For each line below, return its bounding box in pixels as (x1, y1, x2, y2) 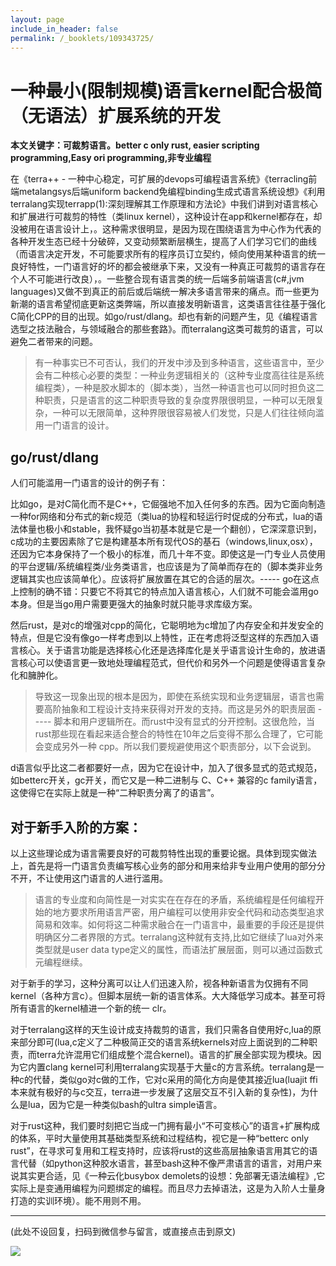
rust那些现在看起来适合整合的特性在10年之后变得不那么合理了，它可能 (34, 728, 323, 740)
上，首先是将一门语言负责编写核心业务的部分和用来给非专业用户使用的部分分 (10, 859, 326, 871)
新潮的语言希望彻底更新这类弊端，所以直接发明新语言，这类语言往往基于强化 (10, 298, 326, 310)
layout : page (10, 14, 65, 25)
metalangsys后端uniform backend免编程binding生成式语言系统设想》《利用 (18, 186, 326, 198)
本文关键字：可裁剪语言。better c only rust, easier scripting (10, 139, 260, 151)
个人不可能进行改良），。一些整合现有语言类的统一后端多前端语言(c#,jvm (10, 273, 305, 285)
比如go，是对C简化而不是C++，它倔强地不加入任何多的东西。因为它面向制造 (10, 498, 326, 510)
